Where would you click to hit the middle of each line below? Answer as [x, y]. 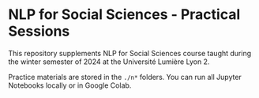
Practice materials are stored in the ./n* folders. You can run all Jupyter [125, 77]
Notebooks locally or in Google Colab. [70, 85]
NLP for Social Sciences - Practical [124, 15]
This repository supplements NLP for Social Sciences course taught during [130, 53]
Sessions [39, 31]
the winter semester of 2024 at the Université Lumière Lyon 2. [109, 62]
